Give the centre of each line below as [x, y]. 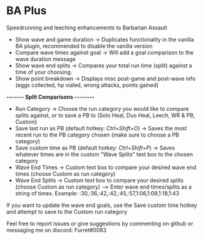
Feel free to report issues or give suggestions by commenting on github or [100, 223]
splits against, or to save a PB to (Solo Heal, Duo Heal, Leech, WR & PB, [105, 115]
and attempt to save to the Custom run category [67, 211]
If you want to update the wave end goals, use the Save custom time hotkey [102, 205]
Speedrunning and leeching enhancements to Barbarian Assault [87, 28]
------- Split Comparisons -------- [50, 97]
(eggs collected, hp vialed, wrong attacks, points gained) [87, 85]
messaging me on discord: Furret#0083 [57, 230]
